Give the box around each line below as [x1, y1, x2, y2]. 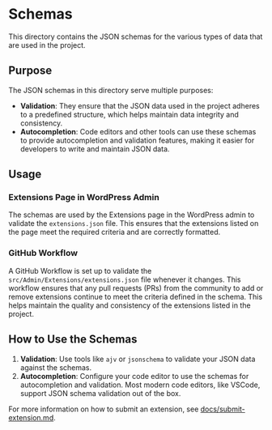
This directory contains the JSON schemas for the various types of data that [8, 32, 263, 41]
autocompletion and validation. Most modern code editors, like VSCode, [19, 380, 261, 390]
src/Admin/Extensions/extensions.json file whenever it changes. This [8, 275, 241, 284]
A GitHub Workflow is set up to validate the [8, 266, 152, 275]
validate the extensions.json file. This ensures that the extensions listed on [8, 219, 259, 228]
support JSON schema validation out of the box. [19, 388, 181, 398]
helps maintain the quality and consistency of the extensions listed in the [8, 300, 251, 310]
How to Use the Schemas [8, 333, 138, 347]
